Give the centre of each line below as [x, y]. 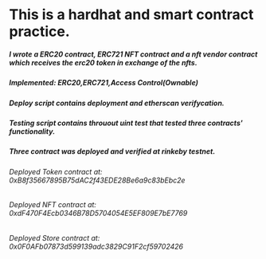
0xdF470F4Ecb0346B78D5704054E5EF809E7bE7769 [98, 214]
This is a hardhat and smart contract [131, 15]
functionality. [32, 131]
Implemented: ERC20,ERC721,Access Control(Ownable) [104, 83]
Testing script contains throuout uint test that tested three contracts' [126, 123]
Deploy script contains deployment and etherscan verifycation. [117, 103]
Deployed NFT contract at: [53, 205]
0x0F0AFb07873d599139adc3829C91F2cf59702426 [96, 246]
